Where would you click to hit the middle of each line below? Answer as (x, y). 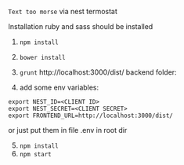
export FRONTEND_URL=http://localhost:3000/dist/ (91, 115)
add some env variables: (59, 87)
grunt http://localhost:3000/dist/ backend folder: (98, 72)
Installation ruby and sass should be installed (81, 26)
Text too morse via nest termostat (63, 11)
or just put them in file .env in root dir (68, 130)
